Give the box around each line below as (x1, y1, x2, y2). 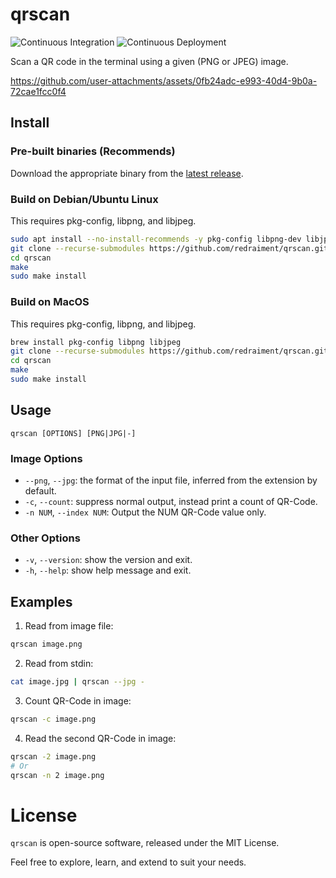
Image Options (10, 451, 83, 465)
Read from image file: (24, 620, 114, 632)
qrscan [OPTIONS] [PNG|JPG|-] (10, 428, 137, 438)
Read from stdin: (24, 658, 94, 670)
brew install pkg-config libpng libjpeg (10, 337, 182, 347)
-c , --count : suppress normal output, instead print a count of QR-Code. (24, 496, 318, 508)
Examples (10, 593, 73, 610)
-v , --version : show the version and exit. (24, 554, 193, 566)
